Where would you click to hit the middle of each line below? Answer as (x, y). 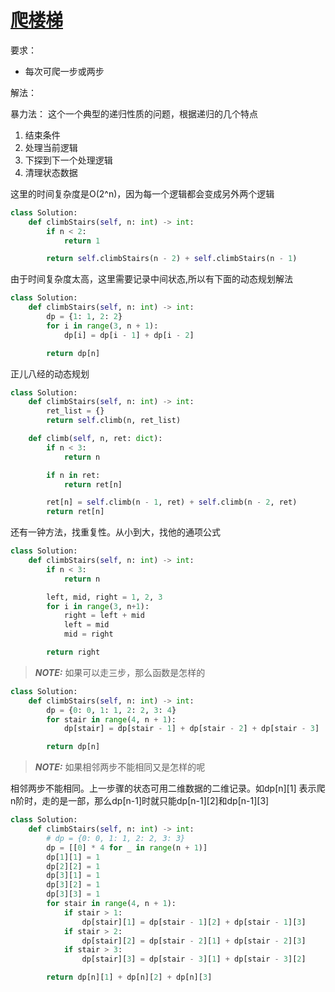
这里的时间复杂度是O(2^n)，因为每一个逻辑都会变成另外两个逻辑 (142, 193)
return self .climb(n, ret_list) (114, 421)
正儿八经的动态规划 (50, 373)
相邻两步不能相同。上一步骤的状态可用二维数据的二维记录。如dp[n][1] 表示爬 (168, 788)
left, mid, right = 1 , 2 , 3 (104, 597)
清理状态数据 (51, 172)
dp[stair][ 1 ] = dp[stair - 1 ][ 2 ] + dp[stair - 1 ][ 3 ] (194, 922)
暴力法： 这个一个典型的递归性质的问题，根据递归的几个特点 (134, 113)
